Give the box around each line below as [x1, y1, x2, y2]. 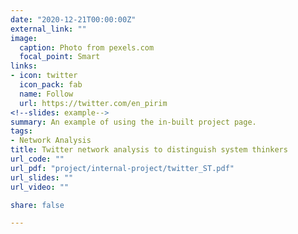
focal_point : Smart [19, 52, 101, 62]
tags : [10, 126, 33, 136]
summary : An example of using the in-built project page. [10, 117, 257, 127]
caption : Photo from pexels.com [19, 42, 155, 53]
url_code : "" [10, 154, 65, 164]
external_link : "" [10, 24, 87, 34]
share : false [10, 200, 65, 210]
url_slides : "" [10, 172, 74, 183]
